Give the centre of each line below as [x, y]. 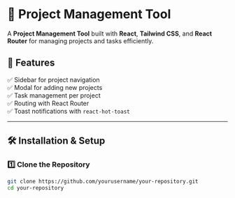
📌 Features [31, 63]
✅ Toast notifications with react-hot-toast [69, 111]
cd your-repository [36, 188]
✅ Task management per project [54, 95]
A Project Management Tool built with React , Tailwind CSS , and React [109, 33]
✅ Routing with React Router [48, 103]
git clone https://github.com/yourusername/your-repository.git [103, 182]
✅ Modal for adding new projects [55, 87]
